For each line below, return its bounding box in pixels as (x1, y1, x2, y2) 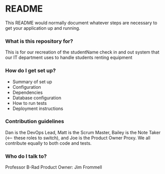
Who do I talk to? (5, 152, 47, 159)
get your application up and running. (5, 25, 80, 31)
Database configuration (12, 94, 62, 101)
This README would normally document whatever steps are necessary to (5, 20, 157, 26)
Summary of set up (12, 79, 53, 85)
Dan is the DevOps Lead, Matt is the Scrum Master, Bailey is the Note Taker (5, 129, 161, 135)
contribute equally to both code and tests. (5, 140, 92, 146)
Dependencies (12, 89, 43, 95)
